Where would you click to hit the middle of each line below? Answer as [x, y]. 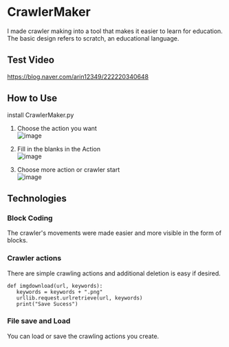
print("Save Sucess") [47, 304]
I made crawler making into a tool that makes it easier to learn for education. [115, 31]
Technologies [37, 198]
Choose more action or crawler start [68, 169]
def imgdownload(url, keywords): [55, 286]
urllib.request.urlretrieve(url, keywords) [79, 298]
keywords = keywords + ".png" [59, 292]
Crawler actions [34, 258]
